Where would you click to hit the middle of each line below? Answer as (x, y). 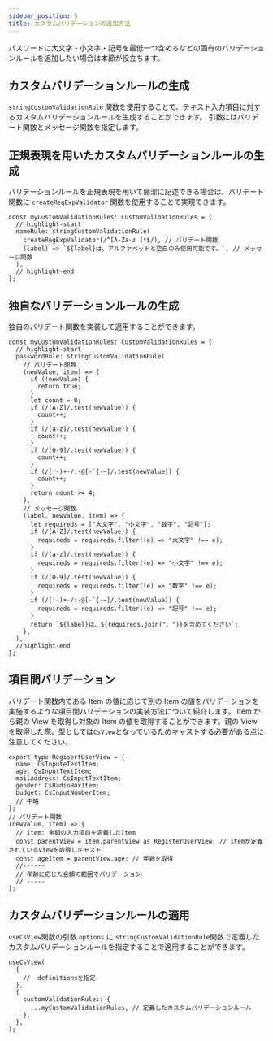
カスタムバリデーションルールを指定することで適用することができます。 (129, 947)
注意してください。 (41, 741)
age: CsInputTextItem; (54, 771)
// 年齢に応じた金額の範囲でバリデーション (79, 874)
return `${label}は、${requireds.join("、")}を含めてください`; (134, 624)
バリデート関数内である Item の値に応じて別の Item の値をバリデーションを (134, 701)
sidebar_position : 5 (43, 16)
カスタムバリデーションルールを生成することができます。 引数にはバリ (133, 117)
